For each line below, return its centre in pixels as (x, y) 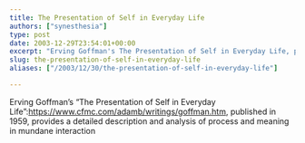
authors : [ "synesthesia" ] (58, 26)
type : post (30, 34)
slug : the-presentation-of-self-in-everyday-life (105, 60)
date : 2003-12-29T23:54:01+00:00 (73, 43)
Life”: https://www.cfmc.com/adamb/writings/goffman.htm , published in (143, 111)
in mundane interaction (53, 130)
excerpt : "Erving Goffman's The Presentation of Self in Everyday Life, (150, 52)
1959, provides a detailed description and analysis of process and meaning (149, 121)
